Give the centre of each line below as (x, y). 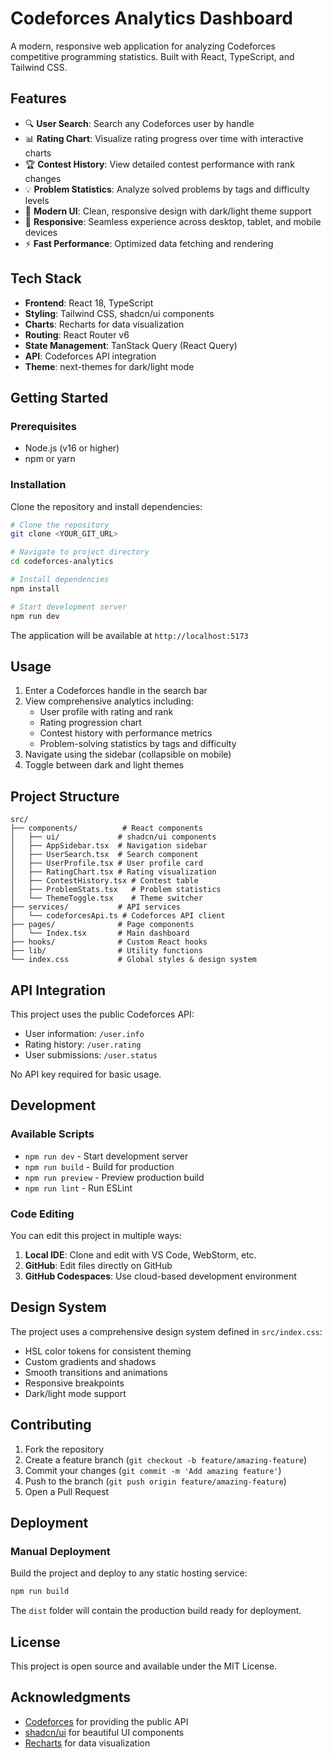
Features (38, 98)
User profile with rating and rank (106, 712)
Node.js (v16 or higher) (72, 448)
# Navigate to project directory (80, 552)
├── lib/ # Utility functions (106, 951)
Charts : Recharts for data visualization (104, 324)
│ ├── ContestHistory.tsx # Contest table (104, 881)
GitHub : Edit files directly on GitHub (98, 1265)
